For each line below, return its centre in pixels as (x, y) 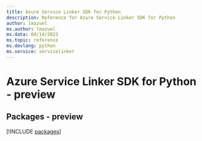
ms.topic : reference (33, 40)
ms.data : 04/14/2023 (33, 35)
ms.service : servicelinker (40, 52)
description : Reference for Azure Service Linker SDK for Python (91, 18)
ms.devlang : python (31, 46)
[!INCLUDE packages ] (34, 131)
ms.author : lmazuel (31, 29)
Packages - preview (45, 117)
